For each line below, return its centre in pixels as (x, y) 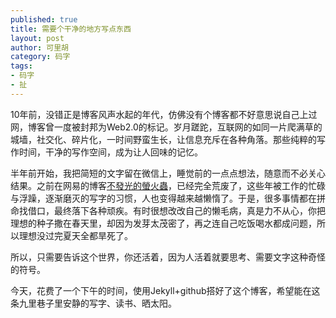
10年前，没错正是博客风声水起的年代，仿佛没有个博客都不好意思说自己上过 (164, 114)
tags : (21, 66)
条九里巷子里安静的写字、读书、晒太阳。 (93, 303)
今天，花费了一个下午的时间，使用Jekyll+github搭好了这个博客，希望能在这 (165, 290)
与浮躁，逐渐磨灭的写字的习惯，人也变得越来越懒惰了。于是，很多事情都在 (163, 198)
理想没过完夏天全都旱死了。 (75, 235)
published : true (44, 19)
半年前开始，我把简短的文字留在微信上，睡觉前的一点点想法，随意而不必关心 (168, 173)
